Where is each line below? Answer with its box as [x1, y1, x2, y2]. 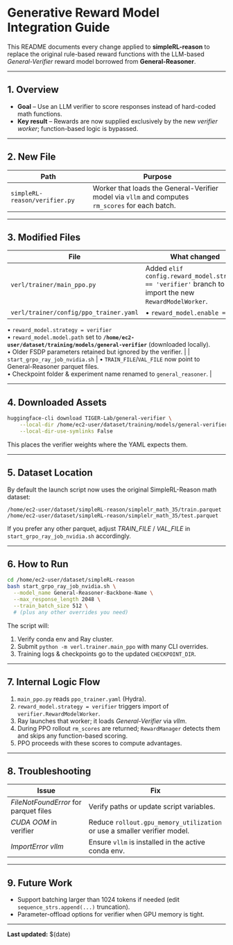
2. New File [7, 151, 56, 163]
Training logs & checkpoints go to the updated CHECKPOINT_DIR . [17, 650, 196, 658]
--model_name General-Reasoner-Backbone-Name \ [13, 589, 154, 597]
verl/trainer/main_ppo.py [10, 281, 96, 289]
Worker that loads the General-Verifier [92, 183, 218, 193]
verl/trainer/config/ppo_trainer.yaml [10, 309, 139, 317]
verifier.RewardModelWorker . [17, 709, 101, 718]
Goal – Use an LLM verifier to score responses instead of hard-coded [17, 102, 216, 110]
